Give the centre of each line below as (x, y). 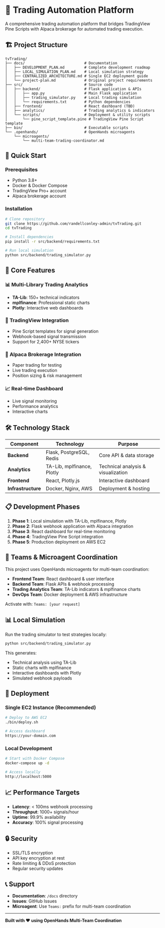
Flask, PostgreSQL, (68, 452)
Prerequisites (21, 170)
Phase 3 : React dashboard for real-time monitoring (64, 531)
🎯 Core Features (30, 270)
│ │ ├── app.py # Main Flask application (71, 93)
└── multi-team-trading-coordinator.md (64, 140)
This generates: (21, 653)
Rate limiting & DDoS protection (44, 864)
